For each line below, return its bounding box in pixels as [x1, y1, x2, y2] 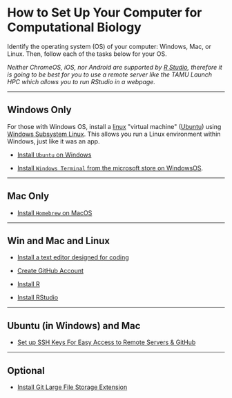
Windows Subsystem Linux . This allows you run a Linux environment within [7, 130, 221, 138]
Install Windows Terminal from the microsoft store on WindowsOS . [17, 163, 204, 172]
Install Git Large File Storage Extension [17, 383, 128, 391]
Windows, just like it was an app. [7, 137, 100, 146]
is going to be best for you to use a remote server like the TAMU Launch [7, 70, 213, 79]
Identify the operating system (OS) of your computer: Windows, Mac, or [7, 42, 212, 50]
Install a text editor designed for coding [17, 253, 129, 261]
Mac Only [7, 190, 50, 202]
